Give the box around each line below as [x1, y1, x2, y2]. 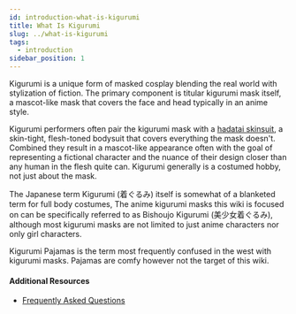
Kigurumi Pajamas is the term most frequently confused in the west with [9, 246, 272, 257]
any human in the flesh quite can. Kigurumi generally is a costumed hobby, [9, 161, 281, 172]
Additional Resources [9, 275, 90, 286]
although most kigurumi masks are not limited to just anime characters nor [9, 219, 280, 230]
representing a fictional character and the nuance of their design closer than [9, 152, 287, 162]
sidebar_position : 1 [9, 54, 86, 63]
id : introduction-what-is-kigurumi [9, 12, 140, 22]
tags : [9, 37, 29, 47]
